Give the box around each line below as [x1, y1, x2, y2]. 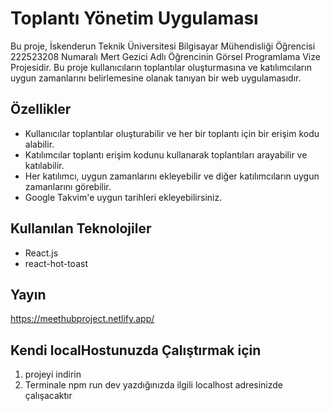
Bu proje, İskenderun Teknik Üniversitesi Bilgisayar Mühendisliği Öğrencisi [10, 40, 316, 52]
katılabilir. [24, 159, 65, 171]
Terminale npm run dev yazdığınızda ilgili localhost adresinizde [24, 379, 283, 391]
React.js [24, 247, 59, 259]
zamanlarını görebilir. [24, 180, 112, 192]
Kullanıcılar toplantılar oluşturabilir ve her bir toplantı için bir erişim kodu [24, 127, 320, 139]
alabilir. [24, 138, 55, 150]
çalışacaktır [24, 390, 73, 402]
